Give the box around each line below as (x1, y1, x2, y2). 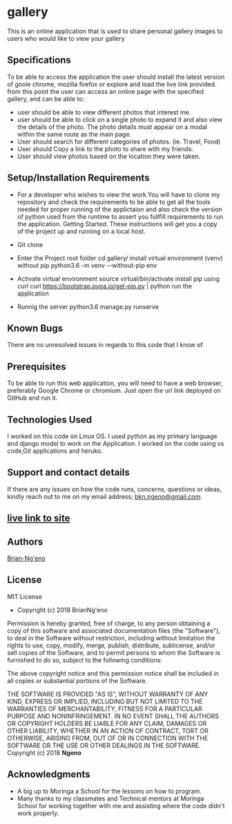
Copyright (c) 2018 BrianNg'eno (17, 605, 108, 614)
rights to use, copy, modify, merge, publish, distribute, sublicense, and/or (7, 641, 215, 649)
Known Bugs (7, 322, 64, 334)
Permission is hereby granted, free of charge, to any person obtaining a (7, 619, 211, 627)
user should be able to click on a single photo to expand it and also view (17, 115, 223, 124)
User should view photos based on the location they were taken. (17, 152, 201, 160)
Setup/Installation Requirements (7, 172, 150, 184)
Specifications (7, 55, 71, 66)
